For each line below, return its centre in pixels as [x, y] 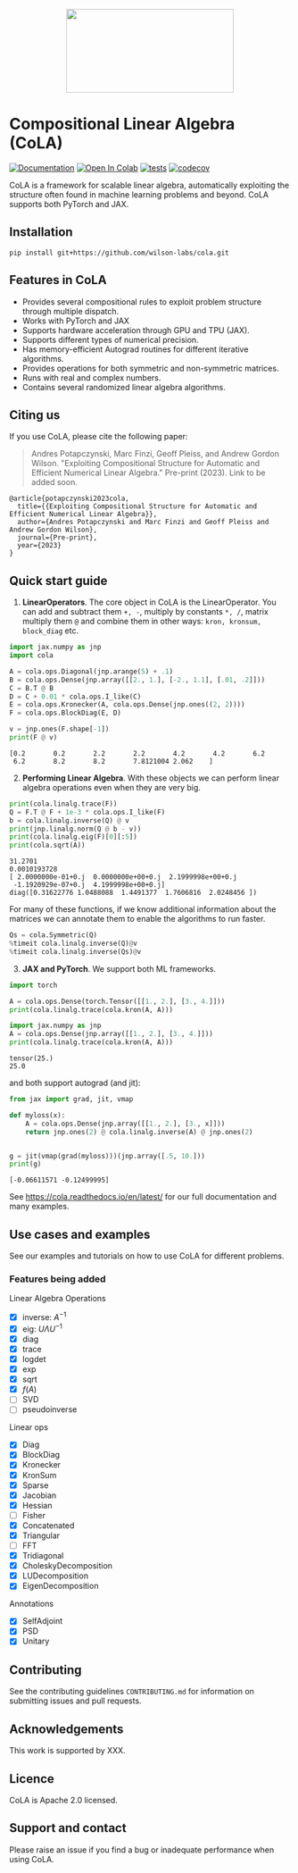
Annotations [32, 1604]
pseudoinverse [50, 1409]
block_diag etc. [50, 631]
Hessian [37, 1505]
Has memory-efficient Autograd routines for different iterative [135, 349]
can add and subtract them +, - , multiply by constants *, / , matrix [145, 612]
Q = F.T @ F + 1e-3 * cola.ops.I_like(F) [87, 812]
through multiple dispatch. [70, 311]
